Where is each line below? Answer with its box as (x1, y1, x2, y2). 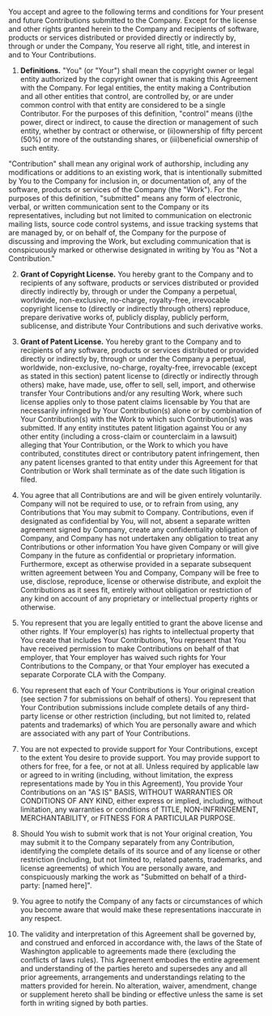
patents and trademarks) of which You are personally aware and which (19, 720, 257, 729)
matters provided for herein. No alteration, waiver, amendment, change (19, 981, 257, 990)
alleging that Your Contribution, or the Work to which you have (19, 440, 228, 449)
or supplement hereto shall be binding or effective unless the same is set (19, 989, 263, 999)
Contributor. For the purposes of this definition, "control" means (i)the (19, 109, 253, 118)
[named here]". (41, 881, 92, 890)
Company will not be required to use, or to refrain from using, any (19, 499, 239, 508)
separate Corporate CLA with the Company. (19, 670, 167, 679)
